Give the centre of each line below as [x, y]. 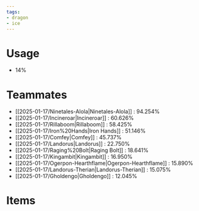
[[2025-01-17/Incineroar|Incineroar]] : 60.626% [74, 118]
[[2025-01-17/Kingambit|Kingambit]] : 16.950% [74, 157]
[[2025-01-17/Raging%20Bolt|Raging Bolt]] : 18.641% [82, 150]
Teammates [37, 95]
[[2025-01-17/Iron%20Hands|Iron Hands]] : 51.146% [80, 131]
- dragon [17, 18]
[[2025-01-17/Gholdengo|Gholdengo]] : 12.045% [76, 176]
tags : [13, 12]
